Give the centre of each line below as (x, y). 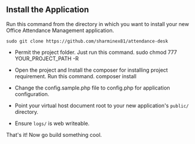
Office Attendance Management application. (60, 30)
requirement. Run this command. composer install (76, 76)
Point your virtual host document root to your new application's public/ (102, 105)
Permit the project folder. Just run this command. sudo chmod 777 (96, 52)
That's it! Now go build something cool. (54, 135)
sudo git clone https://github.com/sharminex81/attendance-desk (87, 41)
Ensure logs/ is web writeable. (52, 123)
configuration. (32, 94)
